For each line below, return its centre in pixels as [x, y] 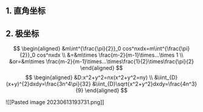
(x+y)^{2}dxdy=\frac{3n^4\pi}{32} [48, 84]
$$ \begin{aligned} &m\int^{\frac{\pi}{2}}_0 [67, 49]
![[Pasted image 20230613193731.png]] [55, 102]
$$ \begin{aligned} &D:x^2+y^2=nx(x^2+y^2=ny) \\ [89, 77]
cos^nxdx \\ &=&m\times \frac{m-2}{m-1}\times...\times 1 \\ [110, 55]
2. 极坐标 [22, 33]
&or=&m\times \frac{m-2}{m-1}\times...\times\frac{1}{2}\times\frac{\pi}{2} [101, 61]
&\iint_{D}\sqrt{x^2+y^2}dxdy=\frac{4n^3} [145, 84]
